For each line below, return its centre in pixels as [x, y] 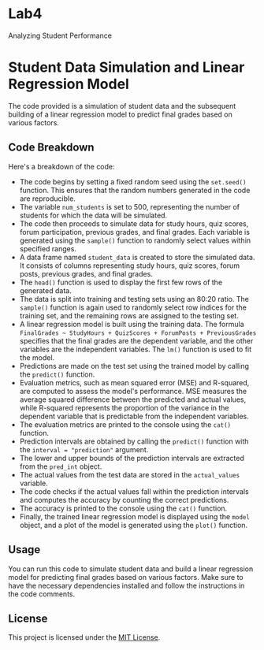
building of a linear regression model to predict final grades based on [120, 114]
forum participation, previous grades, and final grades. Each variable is [135, 232]
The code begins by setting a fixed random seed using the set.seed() [133, 181]
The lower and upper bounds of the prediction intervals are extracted [132, 458]
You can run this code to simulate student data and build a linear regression [131, 569]
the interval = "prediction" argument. [84, 449]
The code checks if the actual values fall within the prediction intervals [134, 491]
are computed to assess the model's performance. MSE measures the [133, 391]
